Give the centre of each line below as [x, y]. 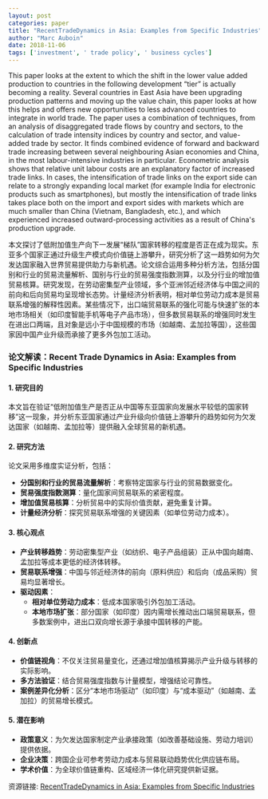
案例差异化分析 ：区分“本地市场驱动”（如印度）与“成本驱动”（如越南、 [134, 690]
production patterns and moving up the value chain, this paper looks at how [132, 101]
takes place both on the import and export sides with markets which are [126, 203]
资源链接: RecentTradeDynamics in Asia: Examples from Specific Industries [132, 786]
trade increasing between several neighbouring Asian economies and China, [134, 152]
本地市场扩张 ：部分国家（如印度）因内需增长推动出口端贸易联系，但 [144, 611]
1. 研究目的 [26, 387]
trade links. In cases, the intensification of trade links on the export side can [133, 177]
